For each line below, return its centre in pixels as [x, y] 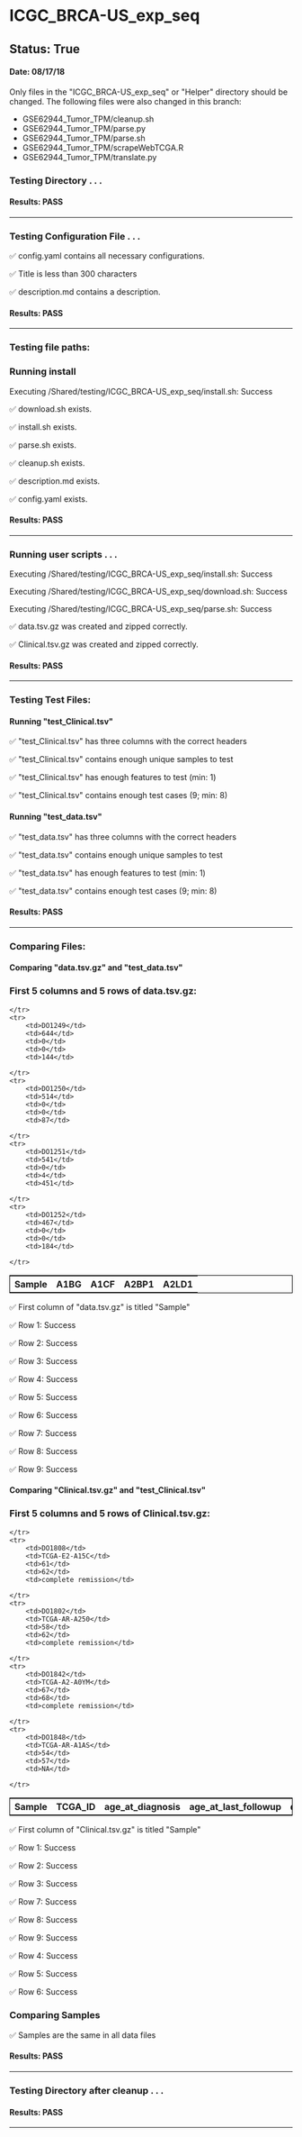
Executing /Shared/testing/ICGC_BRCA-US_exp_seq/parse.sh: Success [141, 609]
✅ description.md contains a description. [85, 292]
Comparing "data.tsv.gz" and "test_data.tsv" [96, 968]
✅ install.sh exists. [43, 427]
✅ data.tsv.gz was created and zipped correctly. [99, 626]
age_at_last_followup [235, 1806]
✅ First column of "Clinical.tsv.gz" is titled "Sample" [105, 1829]
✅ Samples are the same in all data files [83, 2035]
